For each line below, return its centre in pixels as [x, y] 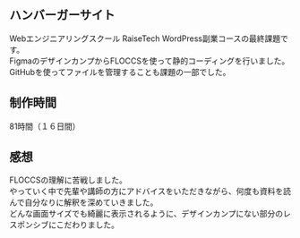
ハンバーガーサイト [62, 15]
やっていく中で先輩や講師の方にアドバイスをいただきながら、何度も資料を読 [150, 191]
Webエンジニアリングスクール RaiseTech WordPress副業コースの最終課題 [145, 38]
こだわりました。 [87, 225]
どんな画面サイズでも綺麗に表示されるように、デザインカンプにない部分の [146, 214]
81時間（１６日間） [45, 126]
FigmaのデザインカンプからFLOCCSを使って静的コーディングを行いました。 [150, 61]
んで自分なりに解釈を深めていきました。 [84, 202]
